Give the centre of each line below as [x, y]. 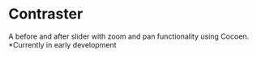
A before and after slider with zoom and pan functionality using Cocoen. [129, 36]
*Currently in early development [62, 44]
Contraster [46, 14]
